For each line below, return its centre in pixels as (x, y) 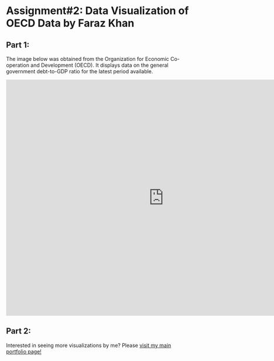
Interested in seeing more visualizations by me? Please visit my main (89, 345)
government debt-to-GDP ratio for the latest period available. (80, 71)
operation (18, 65)
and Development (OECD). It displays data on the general (99, 65)
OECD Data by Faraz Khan (70, 23)
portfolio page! (24, 351)
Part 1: (18, 45)
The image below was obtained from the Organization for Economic (88, 59)
